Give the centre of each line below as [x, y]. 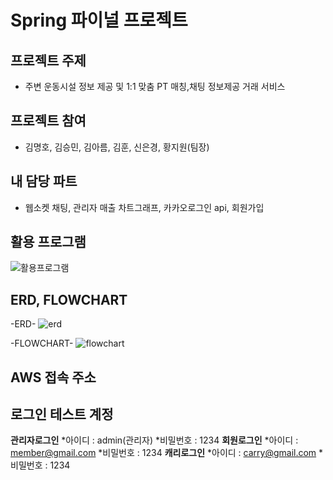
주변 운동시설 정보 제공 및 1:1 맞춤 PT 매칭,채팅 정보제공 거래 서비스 [155, 86]
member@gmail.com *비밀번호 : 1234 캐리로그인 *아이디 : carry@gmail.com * [167, 453]
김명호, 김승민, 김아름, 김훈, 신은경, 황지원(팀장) [117, 147]
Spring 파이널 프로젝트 [99, 20]
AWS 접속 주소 [53, 377]
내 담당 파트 [44, 181]
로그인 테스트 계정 [62, 414]
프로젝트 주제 [48, 60]
